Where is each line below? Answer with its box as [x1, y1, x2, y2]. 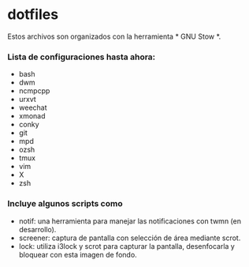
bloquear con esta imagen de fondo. [18, 250, 137, 259]
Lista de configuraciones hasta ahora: [7, 51, 156, 62]
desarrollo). [18, 224, 57, 234]
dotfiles [7, 6, 59, 24]
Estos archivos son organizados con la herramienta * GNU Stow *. [7, 32, 221, 41]
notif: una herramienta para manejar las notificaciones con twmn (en [18, 216, 242, 226]
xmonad [18, 111, 46, 121]
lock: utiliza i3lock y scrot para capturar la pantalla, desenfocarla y [18, 241, 236, 250]
